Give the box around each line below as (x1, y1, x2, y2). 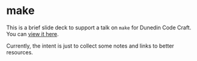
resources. (6, 48, 33, 56)
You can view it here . (6, 30, 59, 37)
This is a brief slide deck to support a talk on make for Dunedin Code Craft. (6, 24, 192, 31)
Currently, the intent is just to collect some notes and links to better (6, 42, 175, 49)
